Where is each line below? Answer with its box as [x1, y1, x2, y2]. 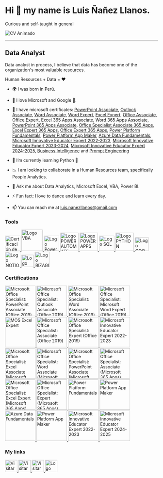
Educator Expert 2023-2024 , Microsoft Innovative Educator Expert [12, 143, 146, 148]
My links [5, 448, 26, 455]
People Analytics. [12, 174, 47, 179]
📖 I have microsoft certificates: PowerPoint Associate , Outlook [12, 107, 136, 112]
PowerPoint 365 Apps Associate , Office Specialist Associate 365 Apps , [12, 122, 154, 128]
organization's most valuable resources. [5, 67, 85, 73]
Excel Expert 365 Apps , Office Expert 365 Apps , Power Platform [12, 127, 141, 133]
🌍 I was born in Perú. [12, 86, 56, 92]
